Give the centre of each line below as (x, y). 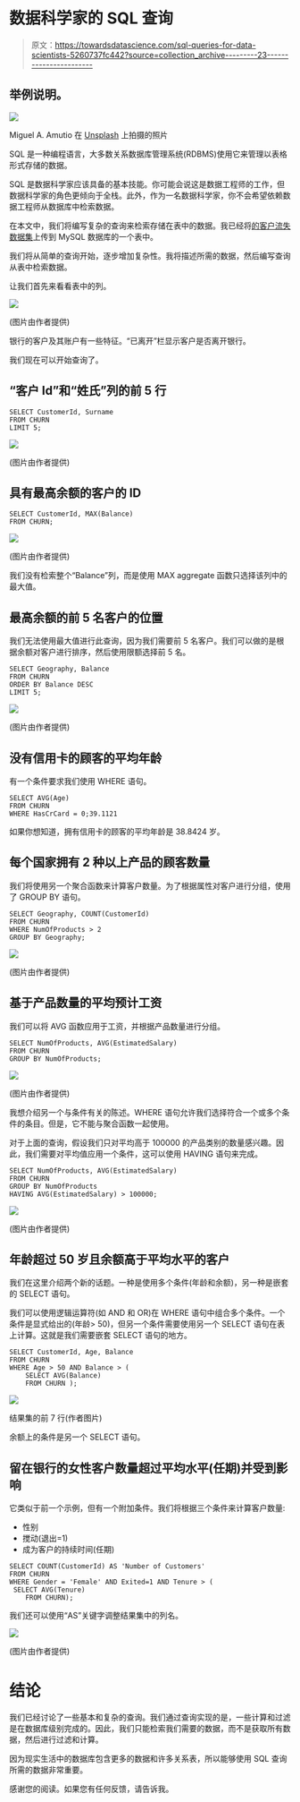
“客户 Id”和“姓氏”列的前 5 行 (88, 391)
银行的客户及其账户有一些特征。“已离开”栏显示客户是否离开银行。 (130, 340)
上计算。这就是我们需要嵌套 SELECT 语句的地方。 (100, 1336)
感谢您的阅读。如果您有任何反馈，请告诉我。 (92, 1789)
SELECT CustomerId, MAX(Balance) (71, 514)
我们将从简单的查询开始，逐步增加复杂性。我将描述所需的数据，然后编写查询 (150, 255)
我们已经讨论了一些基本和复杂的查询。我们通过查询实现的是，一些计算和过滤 (150, 1717)
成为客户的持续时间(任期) (68, 1550)
